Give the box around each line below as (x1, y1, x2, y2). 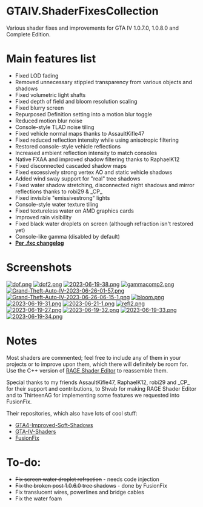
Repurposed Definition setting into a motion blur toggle (15, 110, 153, 118)
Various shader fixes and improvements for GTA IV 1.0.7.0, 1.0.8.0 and (6, 24, 179, 31)
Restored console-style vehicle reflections (15, 142, 121, 150)
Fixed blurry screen (15, 104, 64, 111)
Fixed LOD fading (15, 71, 59, 79)
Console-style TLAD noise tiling (15, 123, 95, 131)
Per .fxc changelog (15, 239, 64, 247)
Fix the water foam (15, 495, 62, 502)
